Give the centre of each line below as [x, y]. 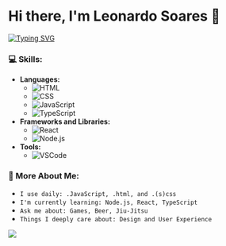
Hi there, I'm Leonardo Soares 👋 [114, 16]
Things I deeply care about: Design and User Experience [116, 219]
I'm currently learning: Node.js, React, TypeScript [109, 202]
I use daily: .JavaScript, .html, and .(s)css [98, 194]
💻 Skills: [25, 59]
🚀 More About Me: [44, 176]
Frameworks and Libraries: [65, 121]
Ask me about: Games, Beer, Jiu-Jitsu [84, 211]
